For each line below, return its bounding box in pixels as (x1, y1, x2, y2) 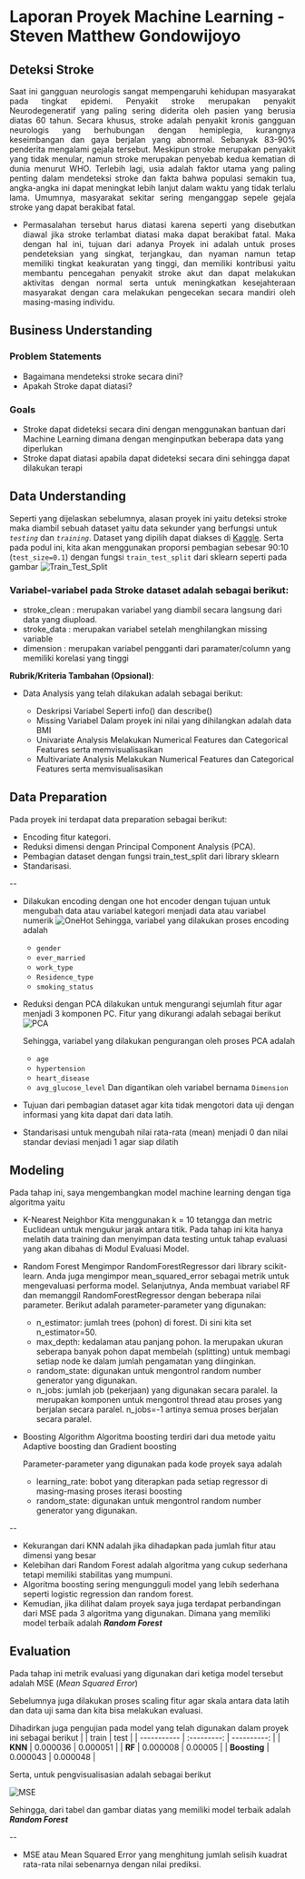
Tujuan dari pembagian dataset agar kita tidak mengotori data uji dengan (22, 1099, 295, 1110)
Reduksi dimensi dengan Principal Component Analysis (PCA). (22, 840, 256, 851)
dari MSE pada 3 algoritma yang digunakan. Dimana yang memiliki (22, 1607, 271, 1618)
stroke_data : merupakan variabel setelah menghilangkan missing (22, 624, 268, 635)
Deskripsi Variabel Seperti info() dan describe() (35, 706, 213, 717)
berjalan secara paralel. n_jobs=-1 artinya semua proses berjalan (35, 1404, 279, 1415)
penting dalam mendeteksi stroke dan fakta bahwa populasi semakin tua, (9, 173, 296, 184)
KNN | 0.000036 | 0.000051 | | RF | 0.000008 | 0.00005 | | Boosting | (9, 1742, 270, 1753)
